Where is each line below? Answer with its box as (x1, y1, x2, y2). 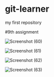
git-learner (5, 3, 50, 15)
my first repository (5, 19, 42, 25)
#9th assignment (5, 29, 39, 35)
